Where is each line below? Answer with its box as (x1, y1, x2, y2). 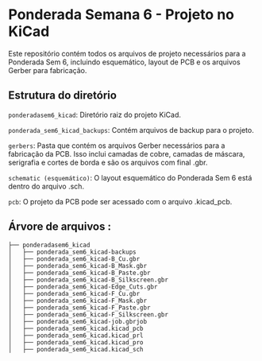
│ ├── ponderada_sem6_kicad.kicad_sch (8, 345, 144, 353)
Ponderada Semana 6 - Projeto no (8, 6, 235, 24)
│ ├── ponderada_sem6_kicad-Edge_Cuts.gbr (8, 282, 158, 291)
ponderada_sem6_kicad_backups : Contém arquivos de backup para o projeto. (8, 125, 254, 134)
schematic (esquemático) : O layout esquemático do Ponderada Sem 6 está (8, 173, 252, 182)
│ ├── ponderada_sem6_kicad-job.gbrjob (8, 317, 148, 325)
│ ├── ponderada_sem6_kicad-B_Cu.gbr (8, 254, 141, 263)
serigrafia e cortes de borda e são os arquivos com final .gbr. (8, 157, 208, 167)
